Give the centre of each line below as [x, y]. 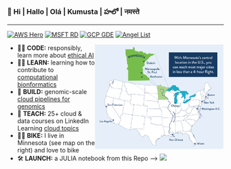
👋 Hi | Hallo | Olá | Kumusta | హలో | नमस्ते [73, 12]
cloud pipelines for [44, 99]
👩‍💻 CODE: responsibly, [49, 48]
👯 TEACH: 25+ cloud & [49, 114]
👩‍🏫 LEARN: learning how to [56, 63]
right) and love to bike [48, 150]
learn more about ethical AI [55, 56]
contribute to [35, 70]
